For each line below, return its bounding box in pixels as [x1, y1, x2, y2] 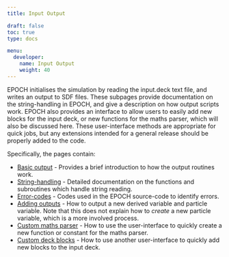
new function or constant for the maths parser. [16, 228, 149, 236]
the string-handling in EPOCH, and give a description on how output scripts [7, 100, 219, 108]
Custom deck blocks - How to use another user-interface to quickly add [16, 236, 220, 244]
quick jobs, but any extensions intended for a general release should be [7, 129, 208, 137]
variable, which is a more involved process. [16, 214, 139, 222]
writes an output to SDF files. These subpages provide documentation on [7, 93, 213, 101]
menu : [7, 47, 23, 55]
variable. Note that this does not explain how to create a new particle [16, 206, 211, 215]
